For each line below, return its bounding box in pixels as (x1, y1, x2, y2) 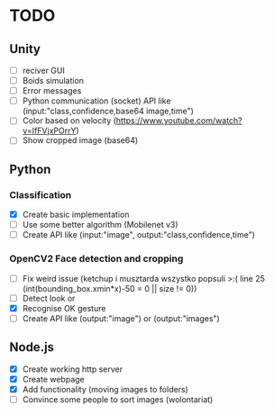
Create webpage (22, 373, 86, 384)
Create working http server (22, 364, 123, 374)
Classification (9, 188, 72, 201)
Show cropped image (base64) (22, 135, 139, 146)
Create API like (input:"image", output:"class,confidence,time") (22, 229, 255, 240)
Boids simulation (22, 76, 84, 86)
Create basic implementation (22, 209, 130, 220)
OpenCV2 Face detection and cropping (9, 253, 184, 265)
